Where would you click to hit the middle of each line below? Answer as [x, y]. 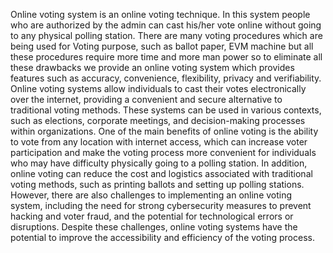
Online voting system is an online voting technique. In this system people [160, 14]
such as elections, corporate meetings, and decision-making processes [158, 120]
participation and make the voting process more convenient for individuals [163, 152]
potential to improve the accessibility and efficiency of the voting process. [162, 237]
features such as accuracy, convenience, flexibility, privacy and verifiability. [166, 78]
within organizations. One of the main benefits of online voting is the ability [164, 131]
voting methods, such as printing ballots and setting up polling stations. [157, 184]
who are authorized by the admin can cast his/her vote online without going [166, 25]
